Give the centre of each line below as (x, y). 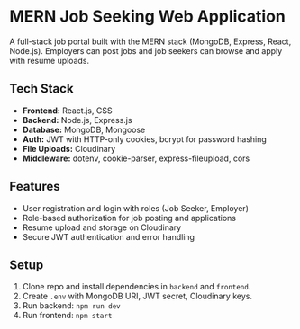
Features (35, 187)
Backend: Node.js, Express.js (77, 120)
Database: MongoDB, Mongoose (84, 129)
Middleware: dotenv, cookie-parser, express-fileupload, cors (136, 158)
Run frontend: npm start (67, 316)
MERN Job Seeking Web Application (147, 17)
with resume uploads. (50, 60)
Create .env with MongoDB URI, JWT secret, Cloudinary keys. (137, 296)
